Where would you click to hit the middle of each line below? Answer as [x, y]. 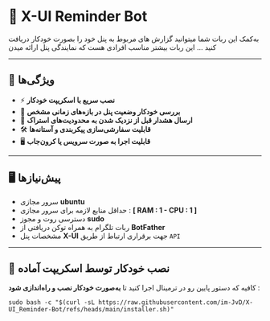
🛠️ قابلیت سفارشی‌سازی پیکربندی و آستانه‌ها [85, 129]
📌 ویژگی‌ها [31, 80]
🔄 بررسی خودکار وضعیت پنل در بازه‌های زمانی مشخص [100, 111]
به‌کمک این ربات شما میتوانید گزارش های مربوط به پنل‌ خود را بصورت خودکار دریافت [134, 39]
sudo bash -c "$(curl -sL [51, 302]
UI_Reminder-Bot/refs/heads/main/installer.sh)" [91, 310]
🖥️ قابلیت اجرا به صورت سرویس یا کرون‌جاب [85, 141]
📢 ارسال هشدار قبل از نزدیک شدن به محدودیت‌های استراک [106, 120]
